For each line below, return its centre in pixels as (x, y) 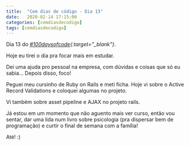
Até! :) (13, 137)
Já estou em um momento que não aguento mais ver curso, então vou (91, 113)
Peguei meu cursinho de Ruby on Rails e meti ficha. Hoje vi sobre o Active (95, 85)
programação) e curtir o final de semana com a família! (72, 126)
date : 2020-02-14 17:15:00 (42, 17)
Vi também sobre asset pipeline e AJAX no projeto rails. (73, 102)
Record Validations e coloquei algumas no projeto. (67, 91)
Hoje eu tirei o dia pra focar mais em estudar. (60, 55)
